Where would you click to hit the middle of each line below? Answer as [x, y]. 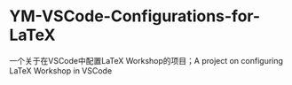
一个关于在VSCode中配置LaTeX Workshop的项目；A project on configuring [146, 60]
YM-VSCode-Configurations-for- [135, 16]
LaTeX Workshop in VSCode [61, 70]
